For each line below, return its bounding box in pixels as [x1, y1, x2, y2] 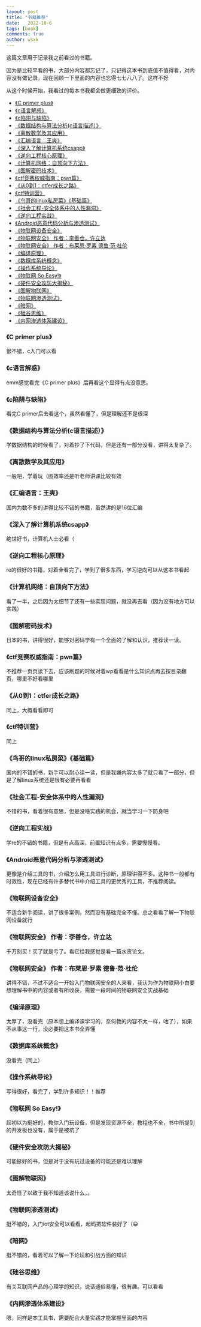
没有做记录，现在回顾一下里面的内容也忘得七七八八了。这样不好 [11, 74, 169, 81]
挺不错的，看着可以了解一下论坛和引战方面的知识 [6, 1251, 127, 1259]
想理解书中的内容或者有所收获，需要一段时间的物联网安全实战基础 [6, 986, 169, 994]
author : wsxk [6, 37, 39, 43]
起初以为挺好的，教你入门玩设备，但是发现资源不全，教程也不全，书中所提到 [6, 1119, 195, 1126]
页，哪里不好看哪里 [6, 675, 54, 682]
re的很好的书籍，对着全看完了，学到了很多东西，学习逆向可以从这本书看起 [6, 566, 190, 573]
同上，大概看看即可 [6, 706, 54, 713]
